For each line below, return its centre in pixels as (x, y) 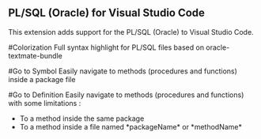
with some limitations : (45, 103)
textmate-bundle (36, 55)
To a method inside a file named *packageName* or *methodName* (131, 126)
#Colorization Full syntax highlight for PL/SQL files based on (106, 47)
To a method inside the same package (82, 118)
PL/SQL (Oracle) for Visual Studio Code (107, 13)
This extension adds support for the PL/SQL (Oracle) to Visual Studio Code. (131, 32)
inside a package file (42, 79)
